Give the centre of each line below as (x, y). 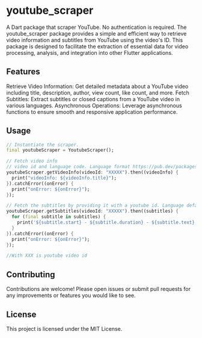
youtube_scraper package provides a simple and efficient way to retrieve (96, 33)
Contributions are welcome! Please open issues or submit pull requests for (99, 289)
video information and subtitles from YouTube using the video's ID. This (95, 40)
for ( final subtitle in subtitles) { (59, 217)
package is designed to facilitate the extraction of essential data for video (97, 46)
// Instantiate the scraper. (43, 145)
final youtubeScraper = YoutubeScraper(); (60, 150)
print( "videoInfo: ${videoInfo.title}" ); (64, 178)
